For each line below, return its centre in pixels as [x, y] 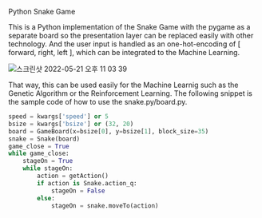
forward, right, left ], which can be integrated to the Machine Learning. [124, 52]
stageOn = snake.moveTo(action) [105, 206]
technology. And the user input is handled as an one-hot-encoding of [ [125, 44]
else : [46, 198]
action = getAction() [73, 176]
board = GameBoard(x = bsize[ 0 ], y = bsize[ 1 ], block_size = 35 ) [109, 131]
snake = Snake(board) [44, 139]
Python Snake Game [42, 12]
